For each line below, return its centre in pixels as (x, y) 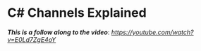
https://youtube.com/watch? (152, 32)
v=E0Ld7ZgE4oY (32, 39)
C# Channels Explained (77, 13)
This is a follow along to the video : (59, 32)
